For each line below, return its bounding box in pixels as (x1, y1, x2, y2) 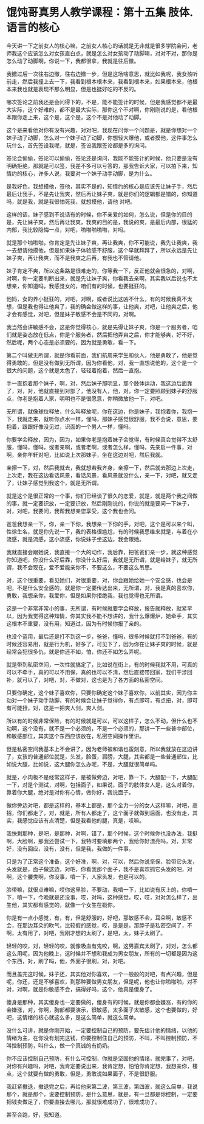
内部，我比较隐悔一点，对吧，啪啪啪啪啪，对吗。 (6, 226, 129, 233)
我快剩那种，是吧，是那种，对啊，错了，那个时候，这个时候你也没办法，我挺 (6, 830, 198, 837)
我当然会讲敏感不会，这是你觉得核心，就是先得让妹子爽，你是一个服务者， (6, 323, 192, 330)
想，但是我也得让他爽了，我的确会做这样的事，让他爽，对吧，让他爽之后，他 (6, 302, 198, 310)
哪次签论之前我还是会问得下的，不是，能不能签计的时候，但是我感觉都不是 (6, 98, 192, 105)
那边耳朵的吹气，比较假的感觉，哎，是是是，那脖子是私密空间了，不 (22, 921, 192, 929)
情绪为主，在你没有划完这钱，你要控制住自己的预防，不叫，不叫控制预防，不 (6, 1034, 198, 1041)
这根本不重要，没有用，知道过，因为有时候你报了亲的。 (6, 620, 144, 627)
